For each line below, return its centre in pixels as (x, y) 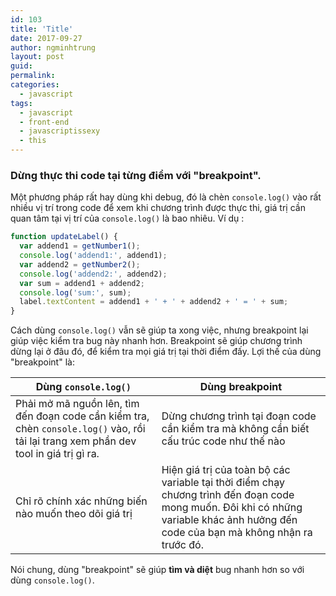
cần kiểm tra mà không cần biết (235, 429)
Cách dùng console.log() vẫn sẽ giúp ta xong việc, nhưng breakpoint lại (159, 330)
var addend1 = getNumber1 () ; (80, 246)
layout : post (37, 57)
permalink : (33, 76)
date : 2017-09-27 (46, 38)
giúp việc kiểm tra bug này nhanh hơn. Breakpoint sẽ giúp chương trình (156, 341)
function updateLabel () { (64, 237)
